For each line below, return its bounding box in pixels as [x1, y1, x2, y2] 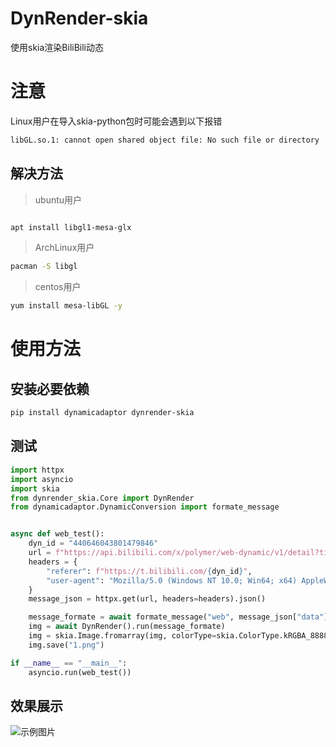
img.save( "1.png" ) [28, 640, 105, 650]
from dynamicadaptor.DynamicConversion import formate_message [10, 502, 280, 512]
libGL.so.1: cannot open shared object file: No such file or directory [10, 135, 320, 145]
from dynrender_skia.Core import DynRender [10, 493, 195, 503]
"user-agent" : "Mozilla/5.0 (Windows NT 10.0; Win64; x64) [46, 575, 298, 586]
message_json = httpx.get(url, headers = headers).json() [28, 594, 267, 604]
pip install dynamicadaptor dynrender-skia [10, 408, 195, 418]
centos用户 [34, 281, 82, 293]
